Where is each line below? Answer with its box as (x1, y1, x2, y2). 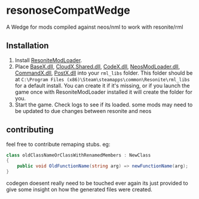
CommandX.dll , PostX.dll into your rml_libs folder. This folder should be (14, 69, 193, 76)
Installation (6, 41, 49, 51)
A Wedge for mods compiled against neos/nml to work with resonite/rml (6, 23, 183, 30)
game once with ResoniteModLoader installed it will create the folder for (14, 88, 193, 96)
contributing (6, 125, 54, 135)
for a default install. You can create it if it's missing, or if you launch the (14, 82, 190, 89)
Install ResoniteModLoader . (14, 56, 82, 63)
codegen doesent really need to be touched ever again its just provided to (6, 180, 188, 187)
